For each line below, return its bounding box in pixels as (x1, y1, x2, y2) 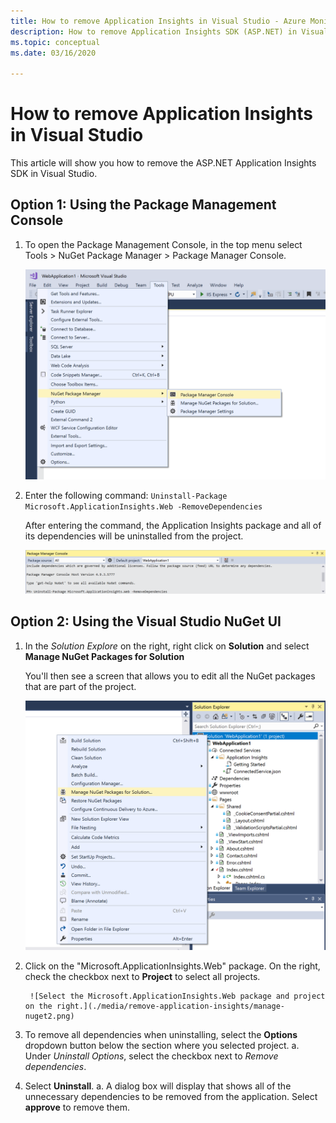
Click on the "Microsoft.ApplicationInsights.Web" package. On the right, (24, 960, 321, 972)
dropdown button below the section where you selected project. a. (24, 1040, 300, 1052)
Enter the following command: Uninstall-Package (24, 489, 228, 501)
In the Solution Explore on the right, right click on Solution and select (24, 640, 310, 652)
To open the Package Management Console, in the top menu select (24, 238, 303, 250)
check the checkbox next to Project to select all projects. (24, 971, 261, 983)
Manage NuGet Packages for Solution (24, 650, 185, 662)
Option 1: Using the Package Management (10, 196, 277, 214)
